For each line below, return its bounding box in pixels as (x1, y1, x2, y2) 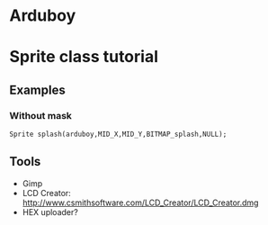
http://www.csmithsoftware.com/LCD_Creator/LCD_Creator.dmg (22, 197, 259, 208)
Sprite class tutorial (9, 47, 159, 67)
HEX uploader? (22, 206, 78, 217)
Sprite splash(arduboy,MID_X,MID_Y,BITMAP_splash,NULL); (9, 130, 228, 139)
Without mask (9, 109, 72, 121)
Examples (9, 82, 66, 97)
